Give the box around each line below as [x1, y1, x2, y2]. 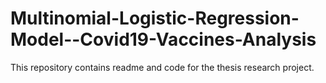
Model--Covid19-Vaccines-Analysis [10, 28, 317, 51]
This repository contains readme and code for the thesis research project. [10, 61, 315, 73]
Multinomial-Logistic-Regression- [10, 7, 300, 30]
